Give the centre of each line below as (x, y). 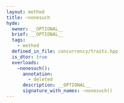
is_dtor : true (29, 57)
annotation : (37, 74)
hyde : (13, 23)
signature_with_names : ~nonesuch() (67, 91)
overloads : (26, 62)
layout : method (26, 12)
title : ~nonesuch (28, 18)
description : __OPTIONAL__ (57, 85)
